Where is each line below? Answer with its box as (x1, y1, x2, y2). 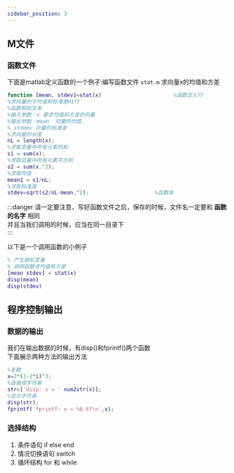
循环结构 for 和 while (17, 458, 77, 466)
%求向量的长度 (7, 131, 42, 138)
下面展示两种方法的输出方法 (7, 353, 88, 361)
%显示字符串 (7, 393, 37, 400)
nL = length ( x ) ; (7, 137, 55, 144)
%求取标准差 (7, 183, 37, 190)
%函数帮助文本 (7, 105, 42, 112)
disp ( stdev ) (7, 283, 42, 290)
